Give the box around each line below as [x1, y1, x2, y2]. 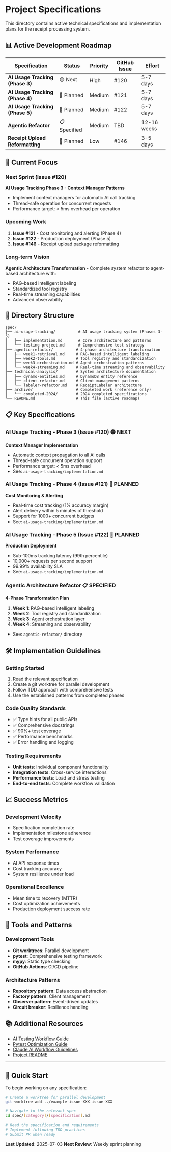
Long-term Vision [5, 253, 50, 261]
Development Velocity [5, 813, 62, 820]
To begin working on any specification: [5, 1085, 87, 1091]
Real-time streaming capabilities [12, 291, 80, 297]
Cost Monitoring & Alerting [5, 492, 64, 498]
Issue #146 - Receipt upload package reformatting [12, 241, 119, 247]
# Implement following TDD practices [5, 1127, 85, 1132]
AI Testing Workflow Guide [12, 1035, 69, 1042]
